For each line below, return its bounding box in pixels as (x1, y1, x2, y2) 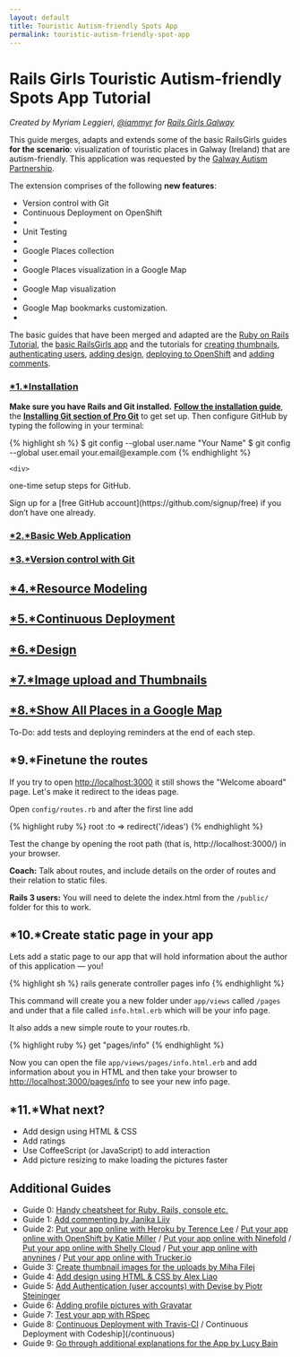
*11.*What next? (9, 1102, 106, 1118)
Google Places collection (21, 246, 115, 257)
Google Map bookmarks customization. (21, 302, 168, 314)
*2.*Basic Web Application (9, 529, 132, 542)
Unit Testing (21, 226, 67, 238)
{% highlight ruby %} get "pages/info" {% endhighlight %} (9, 1039, 225, 1050)
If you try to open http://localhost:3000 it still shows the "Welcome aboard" (9, 777, 287, 787)
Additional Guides (9, 1180, 112, 1196)
